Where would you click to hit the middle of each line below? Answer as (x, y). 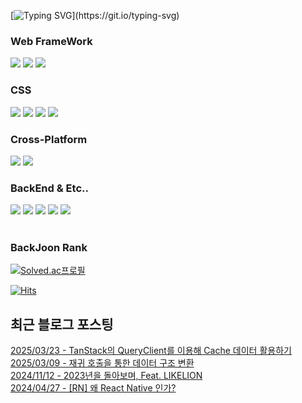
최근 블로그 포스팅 (62, 324)
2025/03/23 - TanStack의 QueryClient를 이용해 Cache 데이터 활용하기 (151, 351)
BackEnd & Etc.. (49, 188)
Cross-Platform (49, 139)
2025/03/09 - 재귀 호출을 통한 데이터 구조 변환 (102, 363)
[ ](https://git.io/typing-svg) (95, 15)
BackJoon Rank (49, 248)
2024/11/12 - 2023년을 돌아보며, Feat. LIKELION (106, 376)
